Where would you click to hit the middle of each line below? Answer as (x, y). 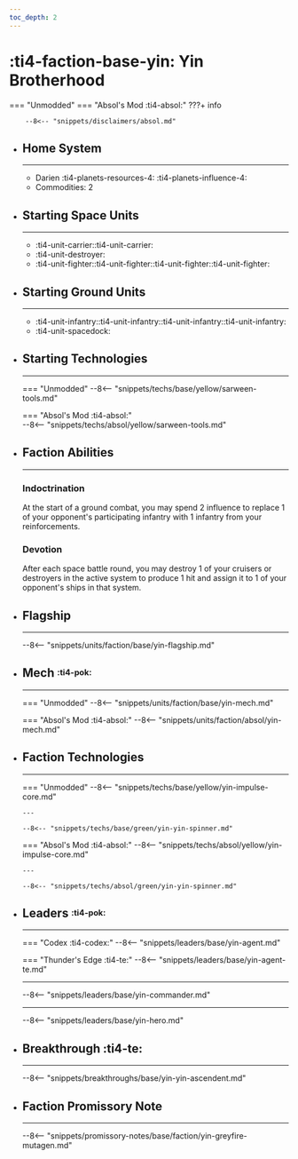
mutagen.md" (47, 1146)
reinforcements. (51, 526)
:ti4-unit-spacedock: (73, 331)
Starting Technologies (85, 359)
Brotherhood (57, 80)
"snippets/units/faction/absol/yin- (220, 719)
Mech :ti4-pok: (57, 673)
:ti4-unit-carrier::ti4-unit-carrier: (94, 245)
